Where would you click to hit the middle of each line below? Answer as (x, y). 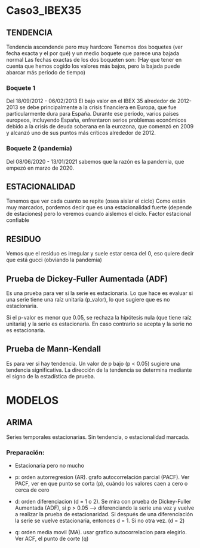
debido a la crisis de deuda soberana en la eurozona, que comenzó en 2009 (100, 127)
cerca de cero (32, 490)
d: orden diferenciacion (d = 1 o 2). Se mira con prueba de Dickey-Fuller (103, 502)
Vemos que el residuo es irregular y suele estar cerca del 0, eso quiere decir (100, 254)
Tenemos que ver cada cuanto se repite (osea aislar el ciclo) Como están (96, 201)
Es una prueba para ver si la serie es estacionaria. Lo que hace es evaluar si (99, 293)
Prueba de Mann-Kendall (54, 349)
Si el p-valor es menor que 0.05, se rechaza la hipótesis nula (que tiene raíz (99, 318)
